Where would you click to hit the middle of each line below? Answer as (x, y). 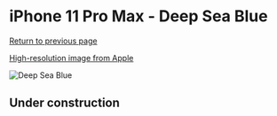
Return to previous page (53, 41)
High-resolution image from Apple (71, 58)
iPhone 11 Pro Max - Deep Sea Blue (138, 16)
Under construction (64, 103)
